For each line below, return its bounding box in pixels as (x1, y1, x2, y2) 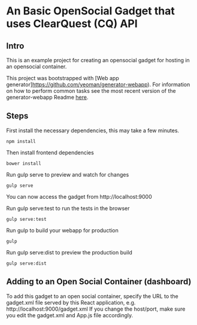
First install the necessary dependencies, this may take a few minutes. (6, 127, 180, 134)
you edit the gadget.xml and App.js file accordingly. (6, 311, 134, 318)
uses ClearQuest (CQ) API (6, 17, 138, 31)
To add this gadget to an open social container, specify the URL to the (6, 292, 178, 300)
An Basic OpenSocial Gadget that (6, 4, 175, 18)
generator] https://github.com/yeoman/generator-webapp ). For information (6, 81, 190, 88)
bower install (6, 160, 42, 166)
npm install (6, 138, 36, 144)
